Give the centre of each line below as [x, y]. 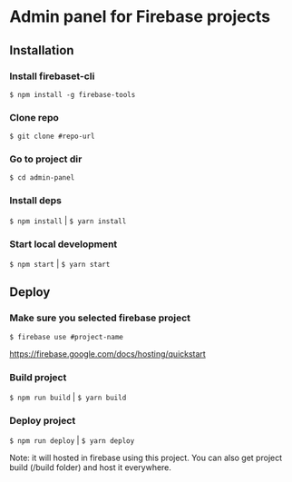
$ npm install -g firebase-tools [73, 94]
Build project [38, 377]
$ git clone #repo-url [52, 137]
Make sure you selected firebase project [100, 318]
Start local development [63, 244]
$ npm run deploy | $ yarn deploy [72, 440]
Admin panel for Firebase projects [140, 17]
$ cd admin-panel [42, 178]
